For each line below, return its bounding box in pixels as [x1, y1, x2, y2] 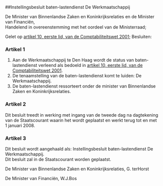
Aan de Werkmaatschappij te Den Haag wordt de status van [12, 57, 134, 63]
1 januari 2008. [5, 123, 36, 128]
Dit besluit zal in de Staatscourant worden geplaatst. [5, 156, 112, 162]
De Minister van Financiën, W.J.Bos [5, 175, 77, 181]
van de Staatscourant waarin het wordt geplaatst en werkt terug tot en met [5, 117, 157, 123]
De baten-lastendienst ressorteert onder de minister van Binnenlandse [12, 83, 156, 89]
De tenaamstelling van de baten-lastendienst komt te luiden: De [12, 73, 142, 79]
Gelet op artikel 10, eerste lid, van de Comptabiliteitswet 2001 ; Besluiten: [5, 34, 152, 39]
